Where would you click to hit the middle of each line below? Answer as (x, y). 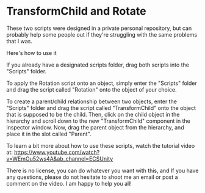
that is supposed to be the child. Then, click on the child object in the (93, 114)
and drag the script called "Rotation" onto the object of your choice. (92, 89)
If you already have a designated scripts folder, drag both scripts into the (98, 65)
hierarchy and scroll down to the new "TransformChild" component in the (99, 121)
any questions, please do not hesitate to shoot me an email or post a (92, 177)
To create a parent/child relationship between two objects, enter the (92, 101)
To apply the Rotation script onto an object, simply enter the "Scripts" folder (102, 83)
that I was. (19, 41)
